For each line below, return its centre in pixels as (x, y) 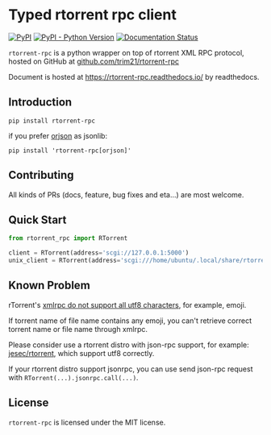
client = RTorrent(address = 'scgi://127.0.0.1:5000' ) (99, 253)
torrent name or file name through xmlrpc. (78, 329)
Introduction (40, 102)
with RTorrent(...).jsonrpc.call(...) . (73, 377)
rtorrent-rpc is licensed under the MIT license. (87, 422)
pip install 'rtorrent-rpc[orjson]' (70, 151)
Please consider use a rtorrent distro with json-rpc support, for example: (129, 345)
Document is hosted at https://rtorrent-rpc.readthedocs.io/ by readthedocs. (134, 77)
